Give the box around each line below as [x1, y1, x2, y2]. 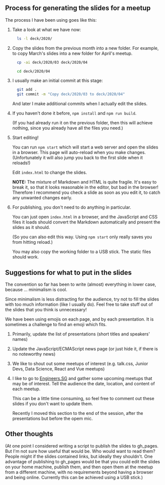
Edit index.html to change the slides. [12, 170, 87, 176]
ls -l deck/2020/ [17, 36, 53, 41]
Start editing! [12, 135, 39, 141]
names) [12, 336, 28, 342]
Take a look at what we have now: [12, 27, 81, 33]
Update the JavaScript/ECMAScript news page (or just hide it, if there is [12, 346, 158, 352]
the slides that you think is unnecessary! [5, 307, 87, 312]
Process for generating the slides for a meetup [5, 4, 151, 12]
